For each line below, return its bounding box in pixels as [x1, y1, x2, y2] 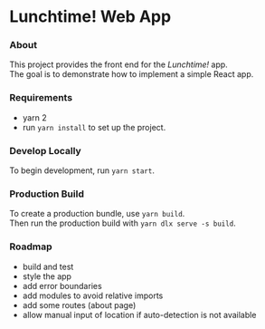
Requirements [9, 92, 73, 104]
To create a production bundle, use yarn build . [9, 208, 185, 219]
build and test [22, 261, 74, 272]
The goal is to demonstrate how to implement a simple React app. [9, 69, 254, 80]
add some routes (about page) [22, 299, 137, 310]
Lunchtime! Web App [9, 6, 172, 27]
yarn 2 [22, 111, 47, 123]
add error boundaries [22, 280, 102, 291]
